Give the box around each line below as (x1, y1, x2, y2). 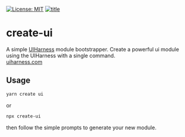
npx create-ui (6, 113, 42, 119)
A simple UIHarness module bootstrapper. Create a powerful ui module (6, 45, 180, 53)
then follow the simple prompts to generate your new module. (6, 124, 157, 131)
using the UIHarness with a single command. (6, 52, 116, 59)
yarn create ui (6, 91, 44, 97)
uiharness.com (6, 58, 43, 65)
